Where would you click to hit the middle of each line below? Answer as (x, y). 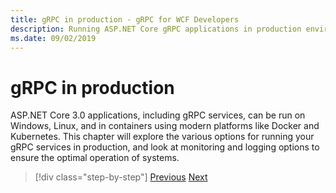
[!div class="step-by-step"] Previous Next (121, 177)
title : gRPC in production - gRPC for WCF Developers (125, 19)
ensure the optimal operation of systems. (95, 158)
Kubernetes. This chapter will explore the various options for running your (162, 137)
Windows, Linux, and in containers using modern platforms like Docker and (165, 126)
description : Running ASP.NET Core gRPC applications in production (156, 29)
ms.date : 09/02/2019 (53, 38)
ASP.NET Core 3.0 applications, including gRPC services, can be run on (158, 115)
